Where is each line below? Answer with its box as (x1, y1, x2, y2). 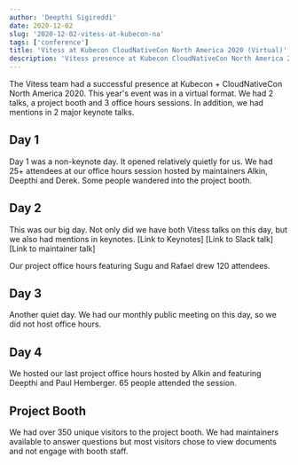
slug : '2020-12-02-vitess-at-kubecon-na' (9, 29, 165, 38)
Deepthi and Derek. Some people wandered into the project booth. (9, 175, 253, 185)
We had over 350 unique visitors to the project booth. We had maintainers (9, 427, 279, 437)
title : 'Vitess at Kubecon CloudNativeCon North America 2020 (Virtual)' (9, 46, 288, 55)
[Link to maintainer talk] (9, 243, 96, 254)
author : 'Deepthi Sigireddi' (9, 12, 117, 22)
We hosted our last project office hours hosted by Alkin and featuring (9, 368, 262, 379)
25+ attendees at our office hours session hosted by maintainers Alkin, (9, 165, 268, 176)
